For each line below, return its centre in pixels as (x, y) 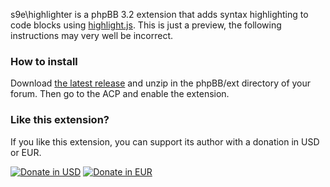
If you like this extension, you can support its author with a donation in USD (165, 141)
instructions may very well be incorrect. (92, 35)
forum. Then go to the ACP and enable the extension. (120, 94)
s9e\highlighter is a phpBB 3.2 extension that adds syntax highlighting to (159, 14)
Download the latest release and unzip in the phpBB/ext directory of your (161, 83)
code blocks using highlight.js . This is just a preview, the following (146, 25)
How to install (44, 61)
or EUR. (26, 152)
